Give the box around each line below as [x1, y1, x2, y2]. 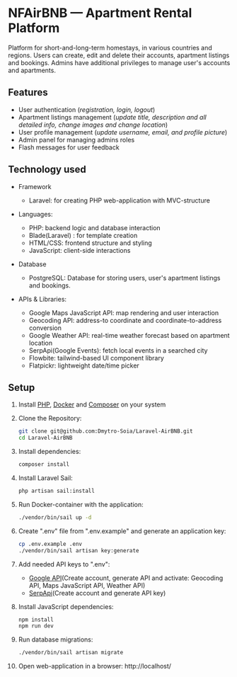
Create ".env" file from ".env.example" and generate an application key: [18, 526, 226, 535]
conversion [28, 324, 62, 332]
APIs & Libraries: [18, 295, 67, 303]
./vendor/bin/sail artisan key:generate [18, 547, 139, 554]
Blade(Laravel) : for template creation [28, 231, 138, 239]
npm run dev [18, 622, 54, 630]
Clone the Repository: [18, 414, 82, 423]
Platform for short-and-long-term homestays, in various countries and [8, 43, 213, 52]
